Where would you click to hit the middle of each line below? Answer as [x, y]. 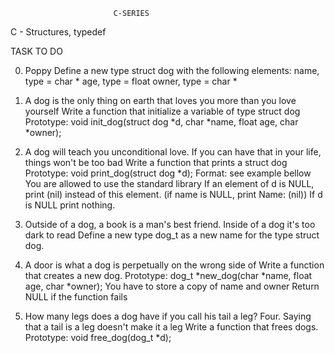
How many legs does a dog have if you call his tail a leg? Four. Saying [168, 316]
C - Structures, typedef [58, 32]
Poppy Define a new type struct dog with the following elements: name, [172, 70]
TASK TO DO [36, 51]
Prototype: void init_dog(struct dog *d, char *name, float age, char [161, 122]
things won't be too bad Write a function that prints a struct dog [156, 162]
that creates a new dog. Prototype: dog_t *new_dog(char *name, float [168, 275]
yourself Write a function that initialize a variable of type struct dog [162, 111]
